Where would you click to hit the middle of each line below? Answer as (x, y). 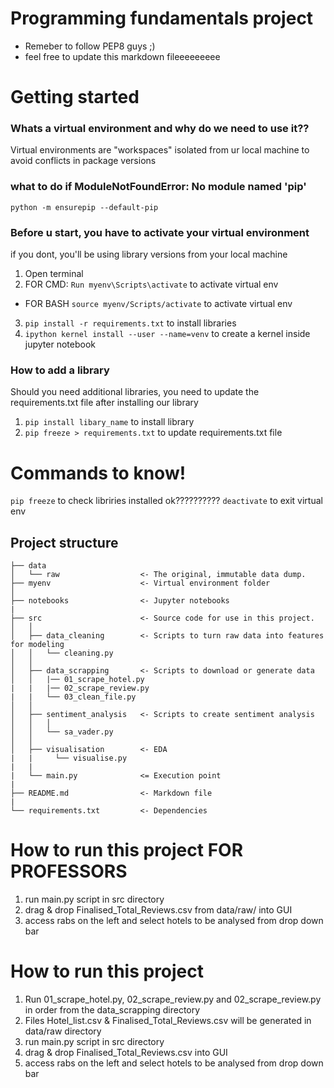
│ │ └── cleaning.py (62, 653)
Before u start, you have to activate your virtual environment (160, 232)
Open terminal (54, 274)
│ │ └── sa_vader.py (62, 732)
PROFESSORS (69, 871)
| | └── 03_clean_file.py (73, 697)
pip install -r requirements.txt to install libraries (130, 323)
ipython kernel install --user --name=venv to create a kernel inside (167, 334)
